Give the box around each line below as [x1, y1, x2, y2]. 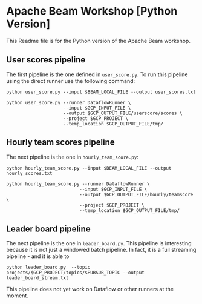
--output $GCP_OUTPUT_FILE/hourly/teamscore [79, 191, 194, 197]
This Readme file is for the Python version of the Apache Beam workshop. [6, 37, 191, 44]
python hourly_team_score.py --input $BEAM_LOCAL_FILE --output [6, 165, 172, 171]
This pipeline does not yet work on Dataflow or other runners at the [6, 286, 174, 293]
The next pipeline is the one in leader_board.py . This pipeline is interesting [6, 240, 192, 247]
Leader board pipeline [6, 223, 91, 234]
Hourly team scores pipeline [6, 137, 115, 148]
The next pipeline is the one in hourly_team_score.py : [6, 153, 139, 160]
